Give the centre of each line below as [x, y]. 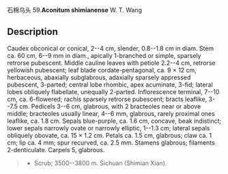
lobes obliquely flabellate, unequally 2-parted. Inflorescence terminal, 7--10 [113, 91]
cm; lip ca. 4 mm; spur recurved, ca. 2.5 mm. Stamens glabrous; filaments [111, 143]
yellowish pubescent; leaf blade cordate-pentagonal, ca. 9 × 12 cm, [102, 70]
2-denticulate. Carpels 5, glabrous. [56, 149]
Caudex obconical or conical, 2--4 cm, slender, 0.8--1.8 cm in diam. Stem [111, 48]
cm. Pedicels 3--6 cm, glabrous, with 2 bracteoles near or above [110, 106]
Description [32, 32]
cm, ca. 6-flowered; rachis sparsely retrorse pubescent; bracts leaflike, [107, 99]
